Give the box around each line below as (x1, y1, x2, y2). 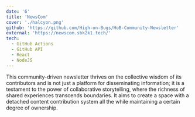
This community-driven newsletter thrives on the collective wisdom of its (6, 73, 182, 80)
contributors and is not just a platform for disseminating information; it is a (6, 79, 184, 86)
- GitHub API (11, 47, 43, 52)
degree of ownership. (6, 104, 59, 111)
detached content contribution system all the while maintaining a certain (6, 98, 180, 105)
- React (11, 52, 30, 58)
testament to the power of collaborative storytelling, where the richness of (6, 86, 186, 93)
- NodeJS (11, 57, 33, 63)
